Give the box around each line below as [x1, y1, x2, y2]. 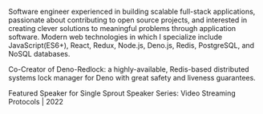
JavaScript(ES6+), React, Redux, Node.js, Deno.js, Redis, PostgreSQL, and [8, 41, 255, 50]
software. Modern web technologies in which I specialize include [8, 32, 223, 41]
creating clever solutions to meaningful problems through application [8, 24, 237, 33]
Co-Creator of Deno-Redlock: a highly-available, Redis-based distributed [8, 65, 250, 74]
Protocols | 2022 [8, 97, 64, 106]
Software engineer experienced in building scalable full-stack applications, [8, 7, 256, 16]
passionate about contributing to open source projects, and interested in [8, 15, 248, 25]
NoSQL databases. [8, 49, 71, 58]
